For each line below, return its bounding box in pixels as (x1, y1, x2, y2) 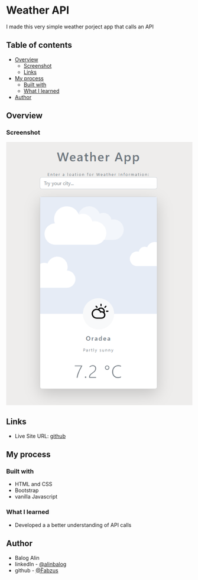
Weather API (6, 4, 70, 17)
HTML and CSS (14, 481, 53, 488)
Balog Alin (14, 554, 40, 561)
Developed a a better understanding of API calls (14, 521, 132, 529)
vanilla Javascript (14, 493, 58, 500)
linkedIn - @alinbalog (14, 561, 67, 568)
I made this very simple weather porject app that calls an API (6, 23, 154, 30)
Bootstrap (14, 487, 39, 494)
